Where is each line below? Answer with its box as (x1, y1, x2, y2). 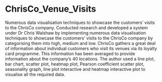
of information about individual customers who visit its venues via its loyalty (5, 45, 157, 51)
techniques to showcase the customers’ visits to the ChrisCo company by (5, 35, 153, 41)
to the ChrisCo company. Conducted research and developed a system (5, 24, 148, 30)
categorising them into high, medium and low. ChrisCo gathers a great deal (5, 40, 156, 46)
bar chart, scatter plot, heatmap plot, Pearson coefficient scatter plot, (5, 61, 145, 67)
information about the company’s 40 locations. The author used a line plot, (5, 56, 155, 61)
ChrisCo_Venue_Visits (5, 3, 96, 15)
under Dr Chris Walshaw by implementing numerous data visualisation (5, 30, 146, 36)
